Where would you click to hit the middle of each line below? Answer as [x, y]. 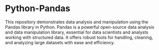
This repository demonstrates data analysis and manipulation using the [77, 22]
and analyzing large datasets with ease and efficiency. [60, 42]
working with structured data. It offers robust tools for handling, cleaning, [79, 37]
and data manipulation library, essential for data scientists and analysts [77, 32]
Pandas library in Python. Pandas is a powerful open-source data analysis [80, 27]
